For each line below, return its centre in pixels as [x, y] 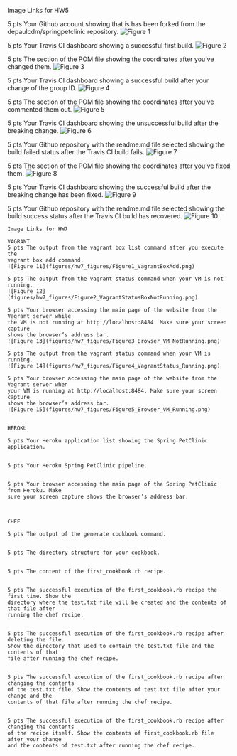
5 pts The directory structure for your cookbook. [84, 553]
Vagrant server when [38, 385]
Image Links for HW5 [38, 10]
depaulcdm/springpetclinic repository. [63, 32]
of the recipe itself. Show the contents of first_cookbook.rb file [111, 733]
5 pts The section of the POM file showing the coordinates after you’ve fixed [119, 166]
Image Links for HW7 [38, 229]
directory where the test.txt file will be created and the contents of [117, 602]
